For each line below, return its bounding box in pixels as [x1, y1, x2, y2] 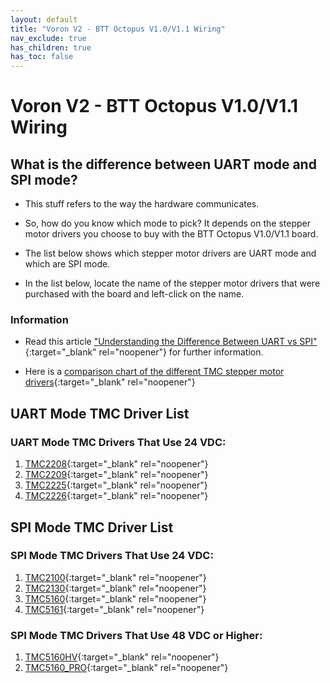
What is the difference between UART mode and [10, 156, 317, 173]
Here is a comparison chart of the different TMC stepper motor [24, 366, 285, 378]
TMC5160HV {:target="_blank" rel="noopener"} [24, 651, 220, 663]
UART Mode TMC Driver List [10, 405, 190, 422]
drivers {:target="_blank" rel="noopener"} [24, 376, 196, 388]
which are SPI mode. [24, 258, 111, 270]
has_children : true [10, 42, 92, 53]
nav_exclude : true [10, 33, 87, 43]
